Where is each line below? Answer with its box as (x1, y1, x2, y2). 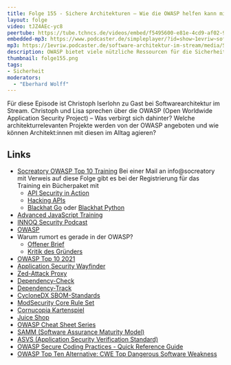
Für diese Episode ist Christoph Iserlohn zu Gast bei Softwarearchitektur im (7, 99, 220, 107)
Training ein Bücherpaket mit (16, 182, 100, 190)
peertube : (7, 29, 36, 36)
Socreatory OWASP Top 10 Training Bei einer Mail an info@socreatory (16, 167, 215, 176)
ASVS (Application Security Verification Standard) (16, 335, 159, 344)
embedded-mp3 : (7, 36, 48, 43)
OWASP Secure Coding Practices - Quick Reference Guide (16, 342, 184, 351)
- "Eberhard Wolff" (13, 81, 69, 87)
